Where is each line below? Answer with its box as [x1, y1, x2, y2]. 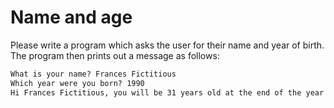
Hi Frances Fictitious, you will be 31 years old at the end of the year [10, 87, 325, 98]
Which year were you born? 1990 [10, 78, 145, 88]
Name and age [10, 6, 133, 29]
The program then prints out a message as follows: [10, 49, 220, 61]
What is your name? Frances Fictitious [10, 69, 177, 79]
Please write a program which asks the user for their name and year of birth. [10, 39, 325, 51]
